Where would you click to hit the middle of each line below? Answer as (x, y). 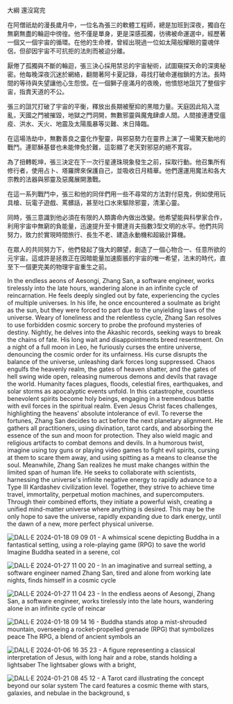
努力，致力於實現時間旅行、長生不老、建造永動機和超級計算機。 (98, 235)
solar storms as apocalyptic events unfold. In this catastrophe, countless (111, 391)
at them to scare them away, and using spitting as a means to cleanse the (112, 457)
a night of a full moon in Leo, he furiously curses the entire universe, (105, 347)
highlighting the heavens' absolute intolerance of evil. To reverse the (105, 413)
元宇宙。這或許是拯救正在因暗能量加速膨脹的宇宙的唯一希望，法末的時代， (113, 258)
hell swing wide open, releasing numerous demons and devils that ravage (112, 376)
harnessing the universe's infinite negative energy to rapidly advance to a (112, 480)
